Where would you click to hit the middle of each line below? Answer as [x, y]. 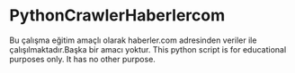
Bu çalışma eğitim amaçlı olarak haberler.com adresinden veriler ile [133, 40]
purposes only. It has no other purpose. [82, 59]
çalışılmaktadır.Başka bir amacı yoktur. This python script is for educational [148, 49]
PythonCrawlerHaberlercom [117, 16]
